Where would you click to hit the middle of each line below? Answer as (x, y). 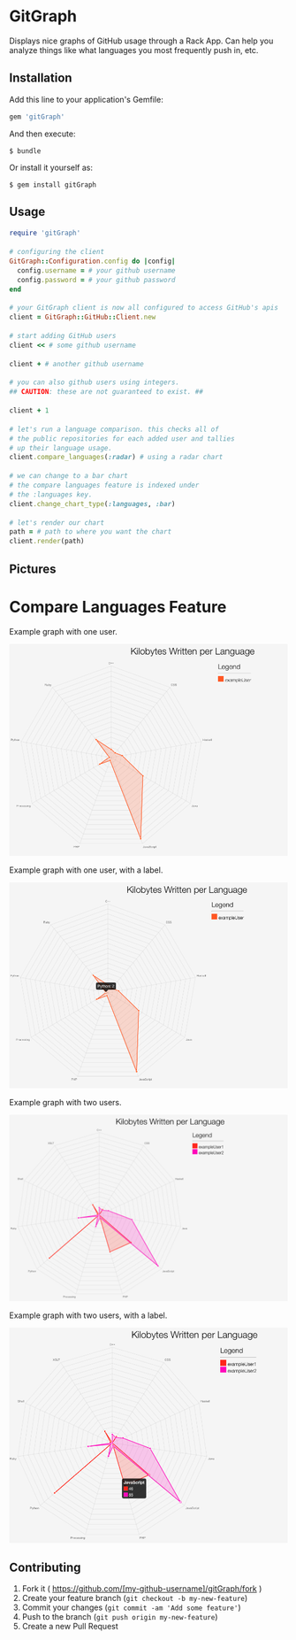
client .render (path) (47, 542)
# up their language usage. (61, 448)
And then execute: (42, 134)
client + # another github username (76, 364)
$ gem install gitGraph (53, 185)
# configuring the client (57, 252)
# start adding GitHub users (63, 336)
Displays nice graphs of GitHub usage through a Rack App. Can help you (141, 41)
